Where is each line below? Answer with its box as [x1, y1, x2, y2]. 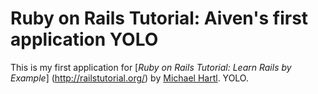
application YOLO [10, 28, 159, 51]
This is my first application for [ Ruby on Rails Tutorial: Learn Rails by [10, 61, 292, 73]
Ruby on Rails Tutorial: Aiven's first [10, 7, 309, 30]
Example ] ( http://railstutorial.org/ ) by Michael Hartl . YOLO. [10, 72, 249, 84]
